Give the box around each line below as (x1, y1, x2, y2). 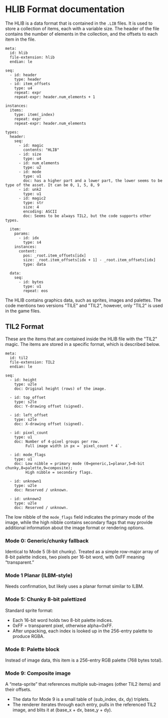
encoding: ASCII (23, 209, 57, 214)
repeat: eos (23, 288, 49, 293)
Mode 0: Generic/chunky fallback (5, 537, 89, 544)
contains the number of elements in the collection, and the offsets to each (5, 31, 158, 37)
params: (14, 231, 30, 236)
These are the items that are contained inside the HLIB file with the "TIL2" (5, 336, 157, 342)
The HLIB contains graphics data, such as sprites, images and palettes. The (5, 297, 161, 303)
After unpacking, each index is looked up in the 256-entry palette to (12, 628, 153, 634)
